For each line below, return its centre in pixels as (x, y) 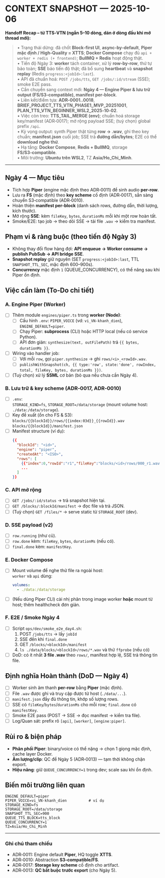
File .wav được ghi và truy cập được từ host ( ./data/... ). (69, 693)
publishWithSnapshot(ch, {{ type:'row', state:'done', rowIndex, (88, 365)
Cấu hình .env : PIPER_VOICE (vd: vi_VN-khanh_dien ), (71, 321)
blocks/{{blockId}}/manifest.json (47, 426)
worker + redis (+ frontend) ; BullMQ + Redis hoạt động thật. (80, 58)
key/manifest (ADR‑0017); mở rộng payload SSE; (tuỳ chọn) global (84, 121)
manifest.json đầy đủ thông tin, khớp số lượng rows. (65, 699)
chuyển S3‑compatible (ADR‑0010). (48, 200)
